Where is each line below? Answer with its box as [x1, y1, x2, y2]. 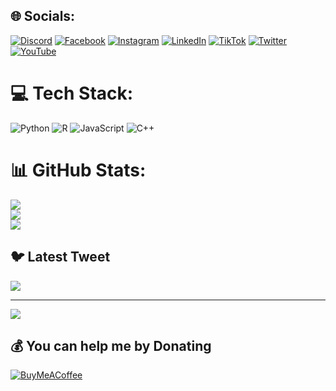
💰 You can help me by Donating [10, 337, 212, 354]
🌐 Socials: [10, 8, 76, 25]
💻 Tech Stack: [10, 82, 134, 104]
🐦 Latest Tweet [10, 249, 111, 266]
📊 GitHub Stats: [10, 159, 147, 181]
